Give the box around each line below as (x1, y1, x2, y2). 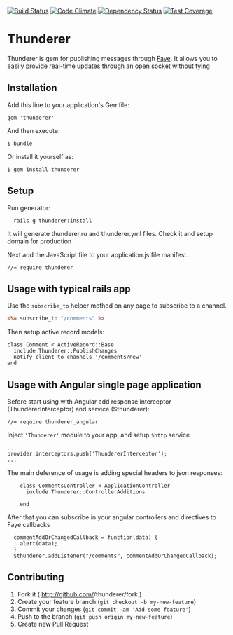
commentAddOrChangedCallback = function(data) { (13, 534, 158, 541)
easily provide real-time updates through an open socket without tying (7, 62, 210, 70)
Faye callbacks (7, 521, 50, 529)
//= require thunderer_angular (7, 418, 99, 425)
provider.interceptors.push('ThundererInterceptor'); (7, 451, 168, 458)
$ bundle (7, 140, 33, 147)
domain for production (7, 237, 72, 245)
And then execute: (7, 126, 60, 135)
